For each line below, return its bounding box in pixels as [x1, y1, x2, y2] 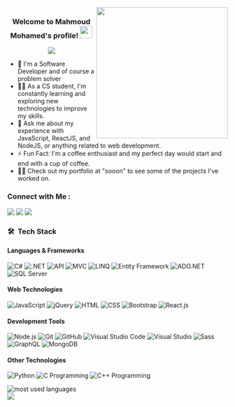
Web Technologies [7, 285, 63, 294]
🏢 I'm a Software [17, 59, 66, 69]
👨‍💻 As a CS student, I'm [17, 82, 87, 90]
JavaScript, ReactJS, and [17, 134, 91, 143]
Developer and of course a [17, 67, 94, 76]
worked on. [17, 174, 50, 183]
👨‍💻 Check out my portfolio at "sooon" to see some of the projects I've [17, 167, 219, 176]
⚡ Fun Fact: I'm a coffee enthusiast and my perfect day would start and [17, 150, 222, 158]
